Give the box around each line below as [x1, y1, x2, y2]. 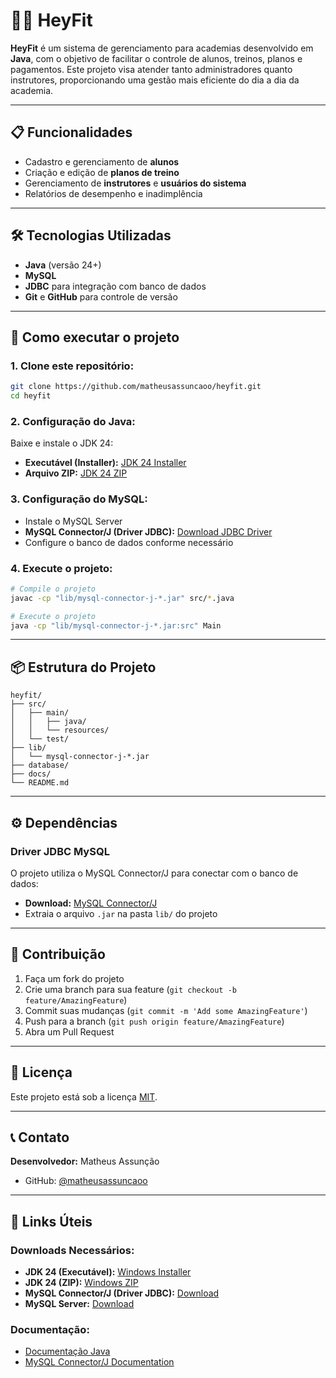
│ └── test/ [10, 734, 70, 744]
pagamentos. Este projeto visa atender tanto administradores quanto [10, 63, 293, 75]
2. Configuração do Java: [10, 414, 136, 428]
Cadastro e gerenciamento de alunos [24, 155, 180, 168]
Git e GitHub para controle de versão [24, 290, 178, 303]
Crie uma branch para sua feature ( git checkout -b [24, 983, 237, 995]
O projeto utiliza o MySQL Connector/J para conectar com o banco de [10, 867, 299, 879]
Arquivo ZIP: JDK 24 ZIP [24, 467, 128, 479]
